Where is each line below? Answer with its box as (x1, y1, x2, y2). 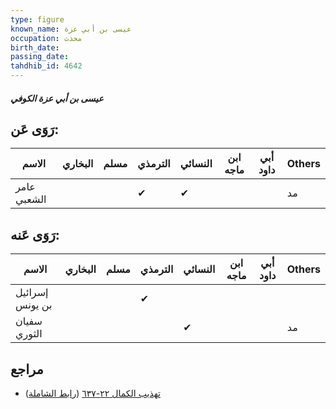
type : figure (10, 14, 65, 25)
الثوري (15, 327, 43, 341)
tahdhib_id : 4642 (10, 61, 83, 71)
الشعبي (15, 192, 47, 206)
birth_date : (10, 42, 60, 53)
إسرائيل (15, 286, 49, 300)
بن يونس (15, 298, 53, 312)
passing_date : (10, 52, 70, 62)
